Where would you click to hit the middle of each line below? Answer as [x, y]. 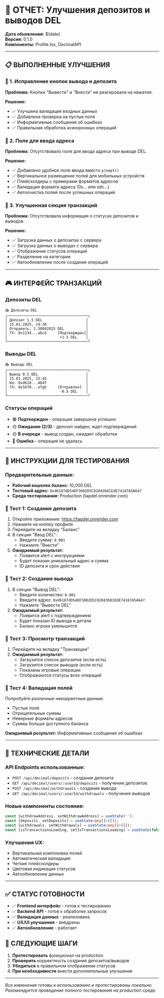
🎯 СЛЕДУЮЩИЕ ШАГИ [41, 943]
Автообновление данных [38, 874]
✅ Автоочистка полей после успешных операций [64, 192]
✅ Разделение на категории [41, 257]
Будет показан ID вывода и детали [55, 621]
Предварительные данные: [40, 475]
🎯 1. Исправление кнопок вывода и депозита [61, 81]
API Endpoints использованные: [45, 767]
